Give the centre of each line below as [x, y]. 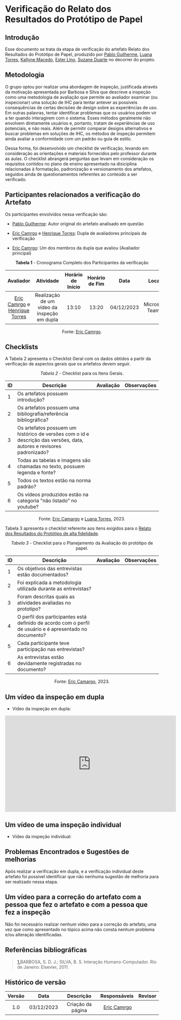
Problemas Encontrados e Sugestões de [67, 852]
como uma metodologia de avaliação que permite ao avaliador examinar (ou [81, 97]
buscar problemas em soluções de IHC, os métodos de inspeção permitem [80, 134]
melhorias [21, 860]
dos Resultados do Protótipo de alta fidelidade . [52, 534]
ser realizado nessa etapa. [32, 882]
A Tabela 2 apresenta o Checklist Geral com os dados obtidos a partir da [78, 359]
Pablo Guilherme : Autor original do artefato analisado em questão [78, 224]
